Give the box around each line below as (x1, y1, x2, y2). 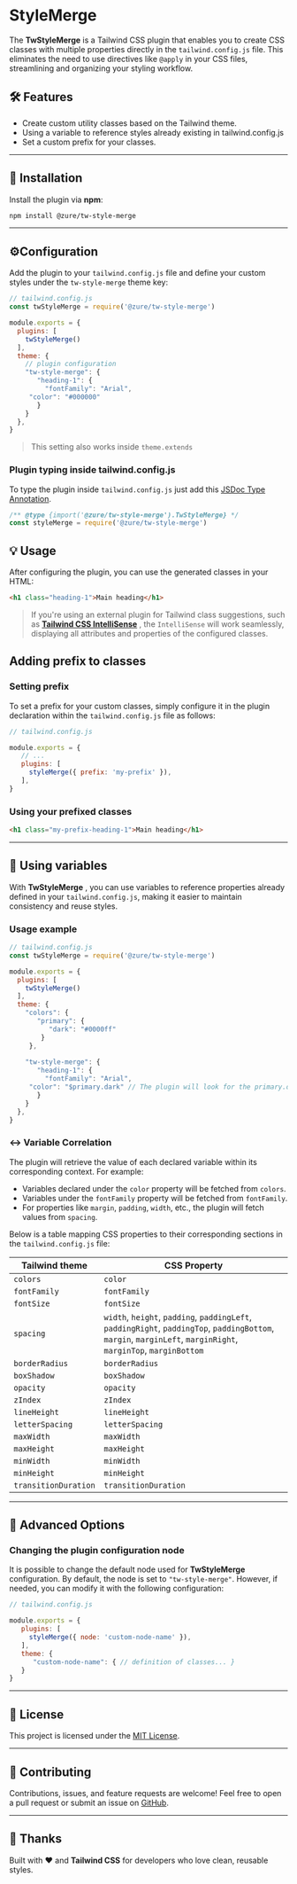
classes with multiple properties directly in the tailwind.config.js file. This (9, 43, 284, 54)
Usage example (9, 923, 78, 935)
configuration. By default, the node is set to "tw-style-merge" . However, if (9, 1574, 278, 1584)
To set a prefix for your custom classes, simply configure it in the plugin (9, 700, 270, 711)
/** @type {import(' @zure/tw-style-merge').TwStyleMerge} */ (9, 511, 240, 520)
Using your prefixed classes (9, 805, 133, 817)
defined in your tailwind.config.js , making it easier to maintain (9, 891, 243, 902)
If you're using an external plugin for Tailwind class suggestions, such (30, 609, 286, 620)
